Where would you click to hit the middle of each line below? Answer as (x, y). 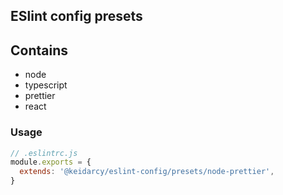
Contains (39, 50)
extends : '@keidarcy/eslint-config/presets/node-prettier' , (147, 172)
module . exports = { (51, 162)
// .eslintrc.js (44, 153)
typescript (46, 85)
